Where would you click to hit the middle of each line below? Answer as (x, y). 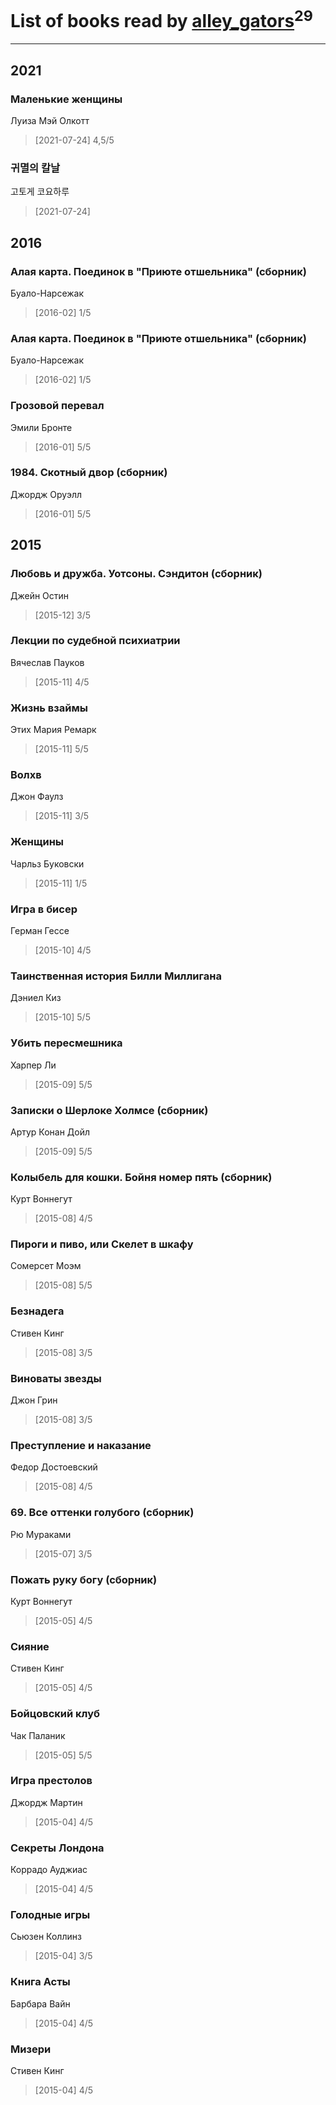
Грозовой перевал (57, 406)
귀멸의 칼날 (35, 168)
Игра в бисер (44, 909)
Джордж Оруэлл (46, 494)
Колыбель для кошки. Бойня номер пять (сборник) (141, 1177)
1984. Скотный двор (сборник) (89, 473)
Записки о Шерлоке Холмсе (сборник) (109, 1110)
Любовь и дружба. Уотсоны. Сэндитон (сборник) (136, 574)
